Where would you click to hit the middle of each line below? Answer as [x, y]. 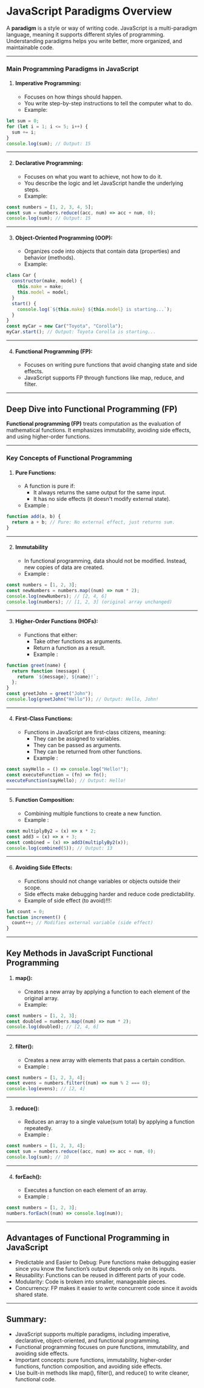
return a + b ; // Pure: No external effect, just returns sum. [93, 522]
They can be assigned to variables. [77, 739]
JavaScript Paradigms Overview [89, 11]
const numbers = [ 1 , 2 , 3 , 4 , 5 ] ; [50, 207]
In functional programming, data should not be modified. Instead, [105, 561]
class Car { [21, 275]
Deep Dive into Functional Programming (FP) [92, 409]
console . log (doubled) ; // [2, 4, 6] [53, 1027]
